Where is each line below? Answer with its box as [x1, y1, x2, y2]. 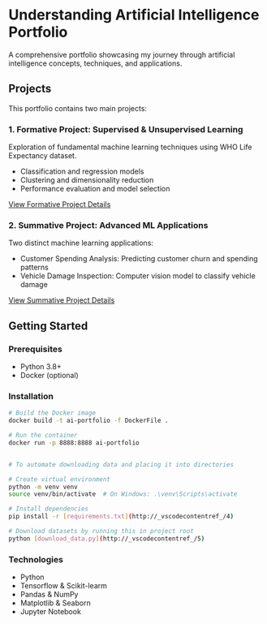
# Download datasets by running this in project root [8, 527, 195, 536]
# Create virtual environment [8, 475, 111, 484]
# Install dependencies [8, 505, 89, 513]
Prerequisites [8, 343, 62, 355]
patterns [19, 262, 49, 273]
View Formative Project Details [8, 200, 111, 209]
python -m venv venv [8, 483, 79, 491]
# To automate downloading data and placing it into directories [8, 460, 234, 468]
